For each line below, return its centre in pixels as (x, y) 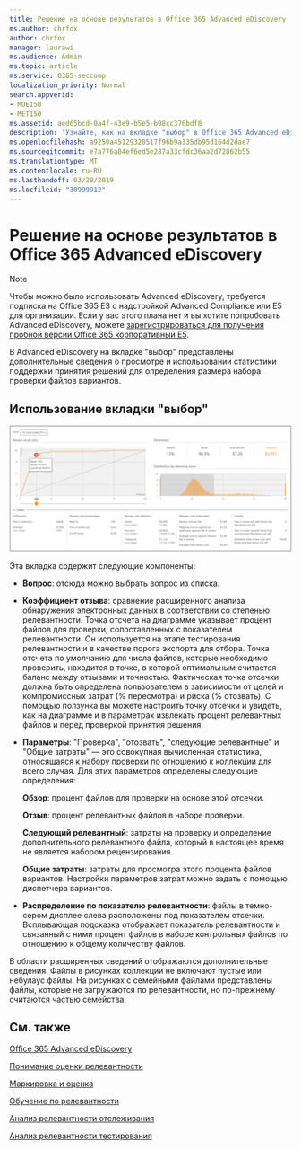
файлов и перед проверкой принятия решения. (113, 724)
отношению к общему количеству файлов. (104, 943)
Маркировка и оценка (52, 1084)
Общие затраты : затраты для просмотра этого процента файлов (147, 869)
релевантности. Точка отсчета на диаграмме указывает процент (147, 619)
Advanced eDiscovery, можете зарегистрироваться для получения (137, 325)
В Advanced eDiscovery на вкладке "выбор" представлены (122, 352)
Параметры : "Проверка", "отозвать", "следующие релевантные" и (150, 742)
